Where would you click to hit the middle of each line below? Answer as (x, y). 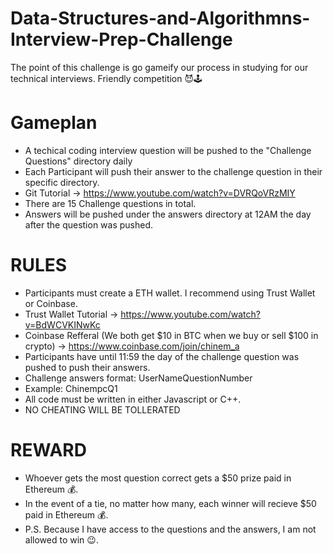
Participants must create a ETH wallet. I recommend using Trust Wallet (170, 293)
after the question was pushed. (89, 224)
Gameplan (54, 123)
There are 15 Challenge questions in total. (110, 203)
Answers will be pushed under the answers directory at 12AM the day (168, 214)
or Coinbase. (51, 303)
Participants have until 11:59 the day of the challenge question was (162, 356)
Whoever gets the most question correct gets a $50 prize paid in (158, 478)
